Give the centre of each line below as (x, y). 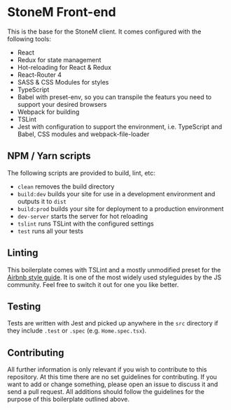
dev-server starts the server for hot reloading (83, 216)
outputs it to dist (42, 201)
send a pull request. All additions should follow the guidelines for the (106, 392)
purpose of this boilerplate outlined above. (68, 400)
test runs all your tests (50, 230)
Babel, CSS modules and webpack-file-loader (83, 134)
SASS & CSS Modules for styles (63, 82)
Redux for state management (59, 59)
